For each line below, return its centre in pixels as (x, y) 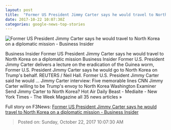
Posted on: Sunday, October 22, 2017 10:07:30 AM (70, 122)
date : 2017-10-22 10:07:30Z (35, 19)
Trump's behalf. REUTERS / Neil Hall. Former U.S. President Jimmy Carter (82, 75)
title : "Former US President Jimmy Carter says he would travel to (79, 15)
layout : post (19, 10)
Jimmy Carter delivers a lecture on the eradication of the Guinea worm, (80, 64)
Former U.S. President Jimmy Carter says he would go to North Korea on (81, 70)
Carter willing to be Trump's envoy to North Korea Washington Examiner (81, 86)
